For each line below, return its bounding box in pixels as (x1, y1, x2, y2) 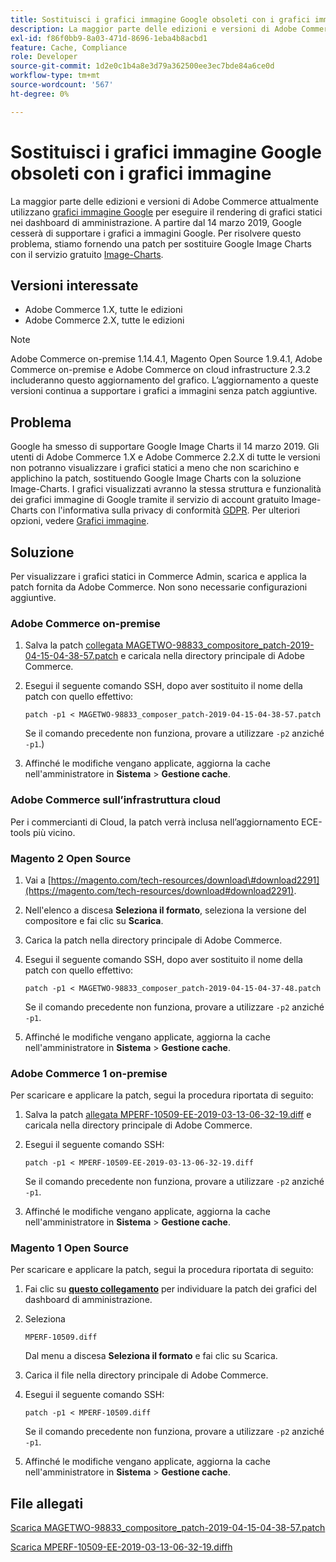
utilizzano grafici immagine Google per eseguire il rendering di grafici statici (10, 206, 323, 218)
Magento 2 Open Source (10, 851, 132, 865)
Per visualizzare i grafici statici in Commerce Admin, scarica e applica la (10, 571, 307, 582)
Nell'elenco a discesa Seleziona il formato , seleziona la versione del (24, 904, 307, 916)
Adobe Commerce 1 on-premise (10, 1066, 168, 1080)
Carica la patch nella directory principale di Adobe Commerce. (24, 934, 283, 946)
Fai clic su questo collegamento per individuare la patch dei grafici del (24, 1283, 317, 1295)
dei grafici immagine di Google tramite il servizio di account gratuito (10, 494, 290, 506)
